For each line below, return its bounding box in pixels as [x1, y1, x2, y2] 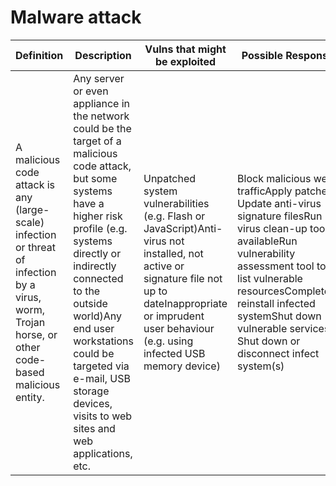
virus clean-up [237, 221, 308, 235]
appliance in [73, 96, 131, 110]
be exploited [154, 54, 217, 68]
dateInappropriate [143, 296, 228, 310]
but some [73, 171, 118, 185]
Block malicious [237, 171, 312, 185]
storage [73, 384, 110, 398]
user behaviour [143, 321, 215, 335]
